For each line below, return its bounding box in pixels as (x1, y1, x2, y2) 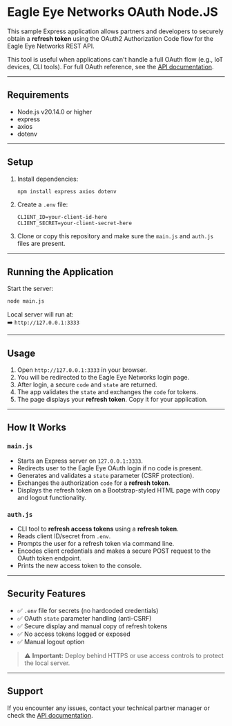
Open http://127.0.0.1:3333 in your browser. (17, 365, 147, 374)
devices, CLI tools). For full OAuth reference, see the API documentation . (7, 62, 214, 71)
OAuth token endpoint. (17, 554, 81, 562)
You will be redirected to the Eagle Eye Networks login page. (17, 373, 190, 381)
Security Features (7, 588, 86, 600)
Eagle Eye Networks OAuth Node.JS (7, 4, 219, 20)
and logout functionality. (17, 493, 87, 502)
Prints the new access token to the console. (17, 561, 142, 569)
